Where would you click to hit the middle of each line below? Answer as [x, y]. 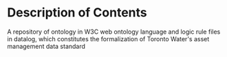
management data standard [46, 46]
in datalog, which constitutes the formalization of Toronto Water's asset [108, 38]
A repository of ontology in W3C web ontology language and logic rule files [114, 32]
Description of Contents [77, 13]
